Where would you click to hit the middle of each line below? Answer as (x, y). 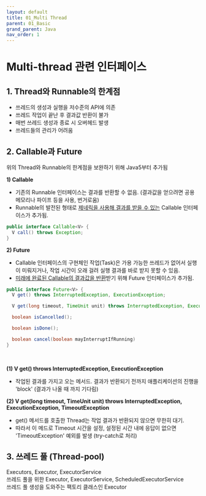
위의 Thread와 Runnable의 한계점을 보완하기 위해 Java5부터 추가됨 (87, 167)
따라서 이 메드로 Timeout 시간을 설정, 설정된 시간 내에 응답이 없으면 (96, 428)
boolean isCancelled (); (42, 317)
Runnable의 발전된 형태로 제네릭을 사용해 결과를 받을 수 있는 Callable (98, 207)
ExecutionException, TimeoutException (58, 407)
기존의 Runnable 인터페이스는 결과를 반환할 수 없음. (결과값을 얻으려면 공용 (105, 192)
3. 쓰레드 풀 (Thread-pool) (55, 457)
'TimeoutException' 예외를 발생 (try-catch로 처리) (76, 435)
